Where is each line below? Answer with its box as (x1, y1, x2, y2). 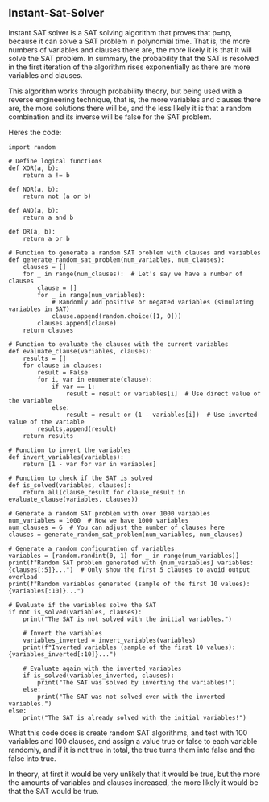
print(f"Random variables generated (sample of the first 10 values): (8, 580, 250, 588)
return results (23, 432, 74, 440)
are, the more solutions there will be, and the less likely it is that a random (8, 103, 252, 113)
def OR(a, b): (8, 227, 56, 236)
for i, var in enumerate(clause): (37, 375, 153, 383)
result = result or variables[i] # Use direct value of (65, 390, 262, 398)
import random (8, 143, 56, 151)
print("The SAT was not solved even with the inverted (37, 692, 226, 701)
